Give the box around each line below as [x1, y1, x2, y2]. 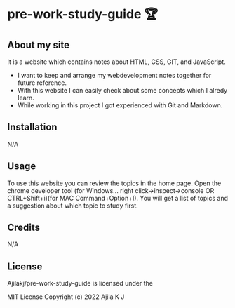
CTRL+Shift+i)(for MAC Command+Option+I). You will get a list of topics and [7, 194, 228, 202]
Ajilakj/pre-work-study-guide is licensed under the [7, 279, 153, 288]
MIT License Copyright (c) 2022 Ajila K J [7, 293, 125, 301]
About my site [7, 39, 70, 51]
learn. [17, 93, 35, 102]
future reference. [17, 79, 67, 87]
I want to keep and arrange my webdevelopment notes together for [17, 72, 212, 79]
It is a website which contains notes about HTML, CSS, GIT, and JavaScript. [7, 58, 226, 66]
